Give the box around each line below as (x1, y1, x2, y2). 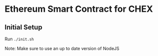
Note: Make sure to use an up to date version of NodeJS (4, 46, 120, 51)
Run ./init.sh (4, 36, 34, 42)
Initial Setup (4, 23, 43, 31)
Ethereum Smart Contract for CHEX (4, 3, 153, 15)
